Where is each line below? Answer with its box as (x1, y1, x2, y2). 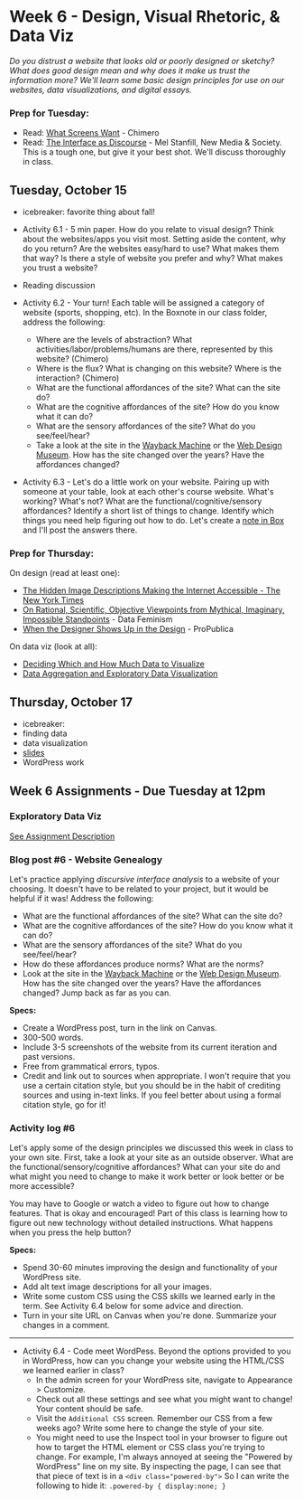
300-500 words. (22, 1033, 84, 1043)
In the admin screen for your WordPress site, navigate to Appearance (35, 1374, 293, 1385)
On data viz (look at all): (9, 641, 97, 652)
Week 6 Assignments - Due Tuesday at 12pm (9, 783, 266, 798)
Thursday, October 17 (9, 694, 133, 710)
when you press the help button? (9, 1227, 132, 1238)
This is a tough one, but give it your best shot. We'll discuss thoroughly (22, 146, 287, 157)
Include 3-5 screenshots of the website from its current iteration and (22, 1042, 278, 1052)
